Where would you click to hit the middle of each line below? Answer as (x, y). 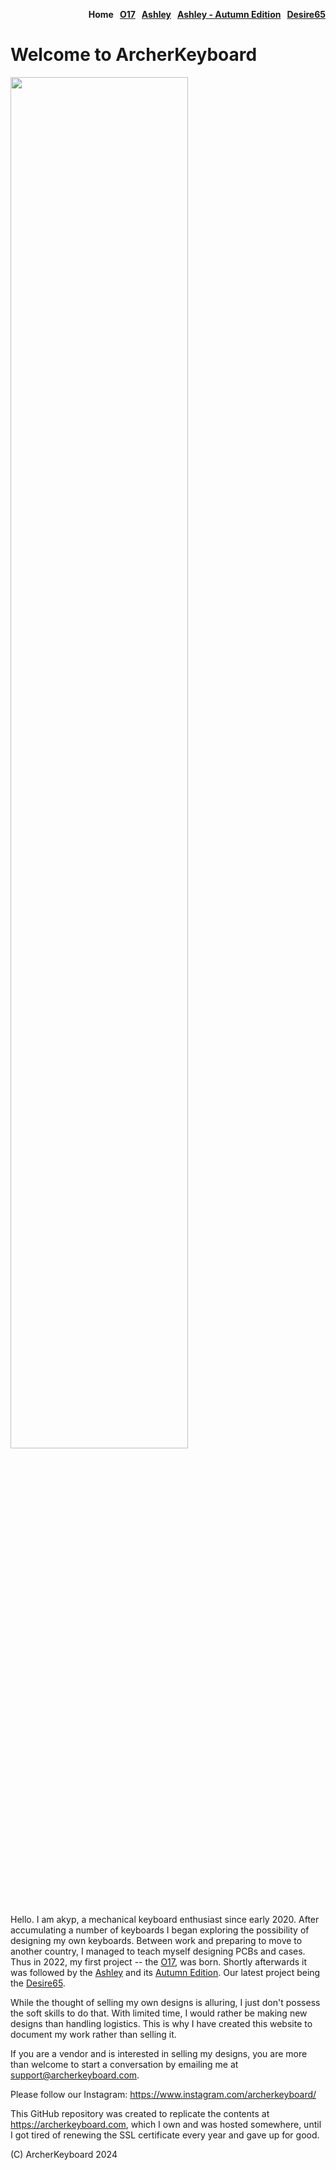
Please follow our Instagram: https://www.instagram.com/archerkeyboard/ (163, 2094)
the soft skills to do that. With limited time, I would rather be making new (159, 2013)
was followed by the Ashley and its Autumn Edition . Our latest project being (165, 1972)
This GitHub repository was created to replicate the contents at (140, 2113)
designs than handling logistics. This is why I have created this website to (161, 2023)
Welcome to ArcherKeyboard (134, 55)
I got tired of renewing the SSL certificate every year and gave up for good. (165, 2135)
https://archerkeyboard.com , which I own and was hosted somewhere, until (166, 2124)
